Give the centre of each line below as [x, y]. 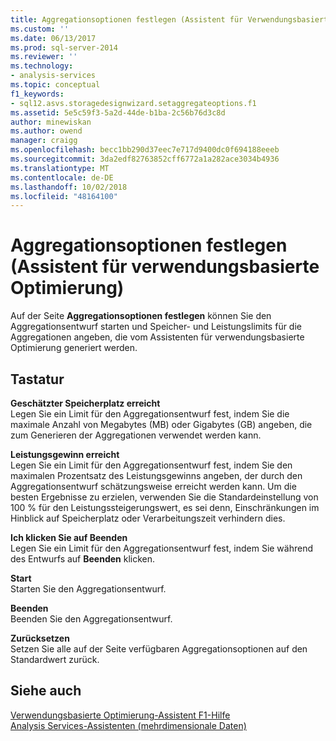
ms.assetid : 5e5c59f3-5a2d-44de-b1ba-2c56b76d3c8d [118, 112]
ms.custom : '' [40, 29]
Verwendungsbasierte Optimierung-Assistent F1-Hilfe [120, 715]
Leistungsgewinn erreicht [65, 454]
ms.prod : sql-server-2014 [64, 47]
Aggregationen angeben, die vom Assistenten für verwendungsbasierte [157, 337]
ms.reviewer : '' [44, 57]
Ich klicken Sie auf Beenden [69, 537]
